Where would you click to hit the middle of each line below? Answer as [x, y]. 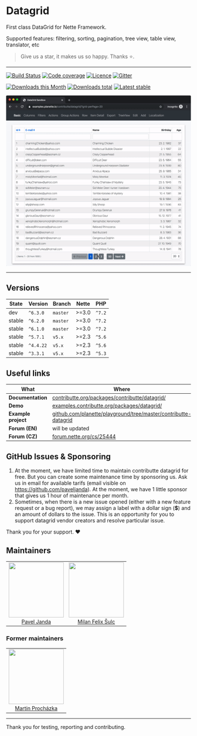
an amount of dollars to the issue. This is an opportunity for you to [94, 514]
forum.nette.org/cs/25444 [84, 436]
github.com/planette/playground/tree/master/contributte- [122, 414]
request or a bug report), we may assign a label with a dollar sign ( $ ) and [102, 508]
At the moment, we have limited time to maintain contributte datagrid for [101, 471]
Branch [62, 304]
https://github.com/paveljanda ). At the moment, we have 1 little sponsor [101, 489]
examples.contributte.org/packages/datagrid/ [107, 406]
